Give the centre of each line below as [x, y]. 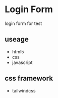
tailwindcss [24, 90]
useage [17, 39]
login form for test [23, 23]
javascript [22, 62]
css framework [29, 78]
